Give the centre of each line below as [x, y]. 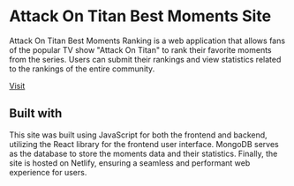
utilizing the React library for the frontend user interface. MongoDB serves [144, 144]
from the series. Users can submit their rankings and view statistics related [145, 59]
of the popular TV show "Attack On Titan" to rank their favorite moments [140, 49]
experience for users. [48, 172]
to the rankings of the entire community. [82, 69]
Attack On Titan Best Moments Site [140, 16]
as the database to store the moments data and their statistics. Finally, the [143, 153]
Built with [36, 113]
